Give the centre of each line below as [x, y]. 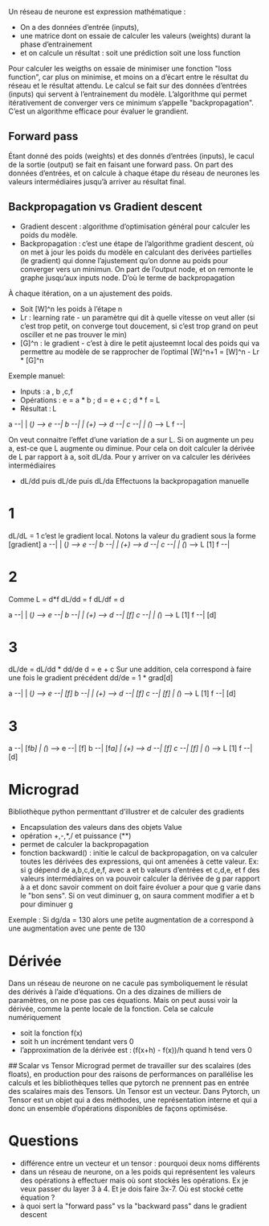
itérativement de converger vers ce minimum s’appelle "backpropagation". [131, 103]
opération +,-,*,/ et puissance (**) [75, 836]
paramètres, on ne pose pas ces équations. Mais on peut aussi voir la [123, 1001]
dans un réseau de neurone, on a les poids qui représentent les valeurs [137, 1172]
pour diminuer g [47, 904]
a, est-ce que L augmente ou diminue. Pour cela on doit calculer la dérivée [132, 448]
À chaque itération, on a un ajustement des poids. [90, 293]
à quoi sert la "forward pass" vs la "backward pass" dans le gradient [133, 1206]
